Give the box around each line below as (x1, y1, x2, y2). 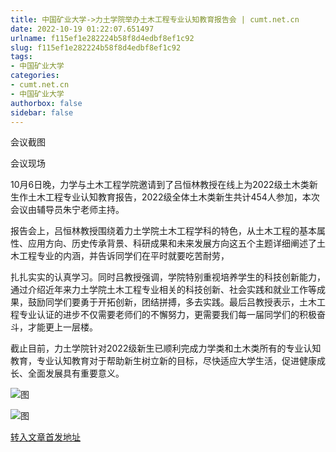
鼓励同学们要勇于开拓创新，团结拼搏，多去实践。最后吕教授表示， (27, 296, 300, 308)
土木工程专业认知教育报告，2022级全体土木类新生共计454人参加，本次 (27, 191, 320, 203)
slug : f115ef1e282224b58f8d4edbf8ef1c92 (10, 42, 182, 53)
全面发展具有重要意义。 (27, 367, 125, 380)
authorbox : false (10, 98, 83, 108)
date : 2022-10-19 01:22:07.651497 (10, 24, 155, 34)
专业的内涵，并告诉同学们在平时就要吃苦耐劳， (36, 250, 230, 262)
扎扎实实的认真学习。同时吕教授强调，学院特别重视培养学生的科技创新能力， (10, 271, 326, 283)
